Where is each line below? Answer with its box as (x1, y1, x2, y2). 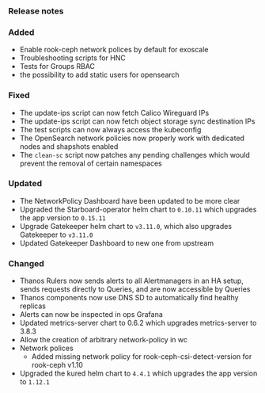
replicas (19, 301, 46, 311)
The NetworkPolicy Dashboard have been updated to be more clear (19, 196, 240, 205)
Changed (8, 258, 45, 269)
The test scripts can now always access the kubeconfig (19, 124, 202, 134)
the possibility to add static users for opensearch (19, 70, 180, 80)
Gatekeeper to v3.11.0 (19, 230, 93, 239)
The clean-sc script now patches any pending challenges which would (19, 150, 251, 159)
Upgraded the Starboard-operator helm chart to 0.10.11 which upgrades (19, 204, 257, 214)
